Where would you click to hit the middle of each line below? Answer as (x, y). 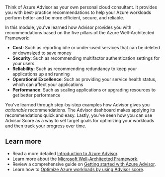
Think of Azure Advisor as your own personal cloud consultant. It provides (81, 7)
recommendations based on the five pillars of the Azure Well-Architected (80, 33)
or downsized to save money (42, 53)
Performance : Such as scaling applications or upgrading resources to (84, 90)
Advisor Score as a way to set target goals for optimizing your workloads (80, 121)
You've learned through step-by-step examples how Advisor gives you (78, 105)
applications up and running (41, 74)
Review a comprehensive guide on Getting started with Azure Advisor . (84, 164)
